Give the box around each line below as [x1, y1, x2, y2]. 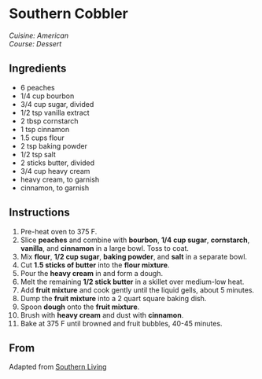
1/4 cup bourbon [20, 91, 75, 101]
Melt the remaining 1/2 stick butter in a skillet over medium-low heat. [20, 277, 245, 286]
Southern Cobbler [9, 5, 128, 23]
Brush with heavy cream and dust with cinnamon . [20, 310, 184, 319]
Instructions [9, 206, 70, 219]
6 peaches [20, 83, 55, 92]
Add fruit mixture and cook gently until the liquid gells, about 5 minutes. [20, 285, 255, 295]
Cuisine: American [9, 31, 69, 40]
